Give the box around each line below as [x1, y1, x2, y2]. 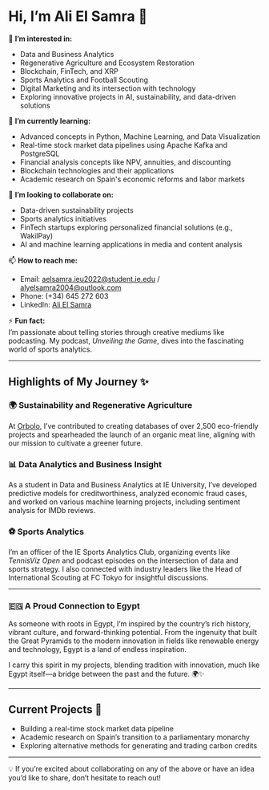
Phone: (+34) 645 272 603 [19, 291, 109, 300]
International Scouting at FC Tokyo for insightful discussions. [8, 573, 209, 583]
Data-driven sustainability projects [19, 205, 134, 215]
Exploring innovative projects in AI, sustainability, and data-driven [19, 92, 236, 101]
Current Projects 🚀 [8, 702, 102, 716]
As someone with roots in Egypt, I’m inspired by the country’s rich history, [8, 618, 251, 629]
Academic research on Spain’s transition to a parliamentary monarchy [19, 732, 251, 742]
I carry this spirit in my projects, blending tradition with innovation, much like [8, 660, 260, 670]
